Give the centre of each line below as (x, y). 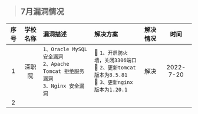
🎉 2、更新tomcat (115, 67)
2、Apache (56, 64)
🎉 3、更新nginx (113, 82)
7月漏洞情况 (42, 12)
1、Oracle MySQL (65, 49)
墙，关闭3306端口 (115, 60)
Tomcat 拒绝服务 (64, 71)
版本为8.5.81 (111, 75)
